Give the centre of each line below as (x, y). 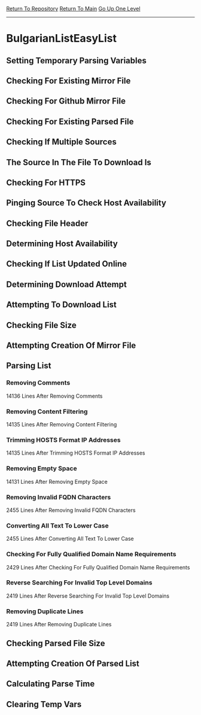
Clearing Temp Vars (44, 704)
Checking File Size (41, 325)
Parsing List (29, 366)
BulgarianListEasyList (61, 39)
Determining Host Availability (62, 244)
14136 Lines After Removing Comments (54, 396)
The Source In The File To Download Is (79, 162)
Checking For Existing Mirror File (68, 81)
